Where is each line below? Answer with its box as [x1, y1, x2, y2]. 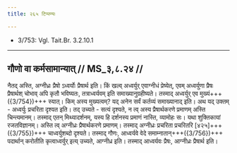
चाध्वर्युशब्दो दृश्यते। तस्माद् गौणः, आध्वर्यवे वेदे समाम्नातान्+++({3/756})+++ [47, 129, 224, 137]
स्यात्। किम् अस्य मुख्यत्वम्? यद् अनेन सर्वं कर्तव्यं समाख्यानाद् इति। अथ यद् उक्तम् [48, 97, 229, 106]
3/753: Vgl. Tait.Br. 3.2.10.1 [17, 36, 94, 44]
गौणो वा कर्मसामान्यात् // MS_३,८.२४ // [7, 63, 143, 75]
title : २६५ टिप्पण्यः [7, 10, 56, 18]
